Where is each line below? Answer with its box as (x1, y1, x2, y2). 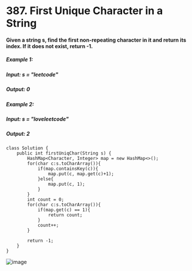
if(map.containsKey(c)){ (37, 166, 99, 172)
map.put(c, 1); (48, 181, 85, 187)
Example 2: (6, 101, 34, 108)
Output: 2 (6, 131, 31, 138)
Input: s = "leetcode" (6, 71, 59, 78)
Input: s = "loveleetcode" (6, 115, 69, 122)
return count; (48, 212, 83, 218)
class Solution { (6, 145, 49, 151)
